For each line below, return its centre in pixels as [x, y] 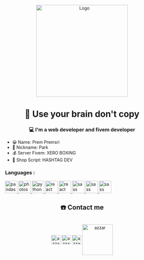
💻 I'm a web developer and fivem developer [82, 130]
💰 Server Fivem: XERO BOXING [44, 153]
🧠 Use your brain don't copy [82, 114]
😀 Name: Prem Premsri [36, 142]
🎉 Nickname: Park [30, 147]
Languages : [20, 173]
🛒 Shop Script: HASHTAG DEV [42, 160]
